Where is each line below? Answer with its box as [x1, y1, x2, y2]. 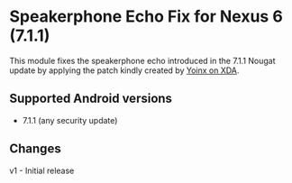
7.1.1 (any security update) [22, 114, 118, 125]
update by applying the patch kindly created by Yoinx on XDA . [9, 65, 240, 76]
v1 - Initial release [9, 165, 75, 176]
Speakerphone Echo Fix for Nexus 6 [9, 6, 284, 27]
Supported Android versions [9, 91, 173, 106]
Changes [9, 142, 61, 157]
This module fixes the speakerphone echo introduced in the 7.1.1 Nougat [9, 55, 277, 66]
